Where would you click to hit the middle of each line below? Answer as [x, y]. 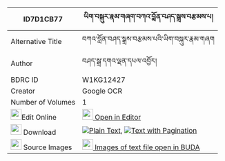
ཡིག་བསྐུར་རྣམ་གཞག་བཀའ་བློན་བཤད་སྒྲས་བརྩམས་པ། [149, 17]
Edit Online [39, 117]
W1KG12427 [104, 80]
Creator [23, 91]
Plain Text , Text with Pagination [143, 130]
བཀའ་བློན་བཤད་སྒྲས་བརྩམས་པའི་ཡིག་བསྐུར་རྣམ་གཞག [148, 39]
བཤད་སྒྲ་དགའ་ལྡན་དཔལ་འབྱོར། [119, 61]
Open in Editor [118, 117]
